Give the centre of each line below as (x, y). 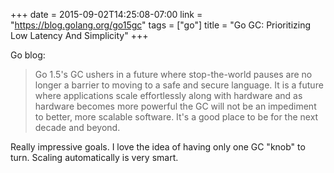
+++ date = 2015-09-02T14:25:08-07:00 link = (106, 14)
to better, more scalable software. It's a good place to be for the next (176, 117)
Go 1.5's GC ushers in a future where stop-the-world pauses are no (173, 74)
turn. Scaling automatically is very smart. (94, 157)
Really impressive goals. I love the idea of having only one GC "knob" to (158, 147)
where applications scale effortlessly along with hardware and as (168, 95)
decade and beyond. (77, 127)
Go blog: (28, 55)
